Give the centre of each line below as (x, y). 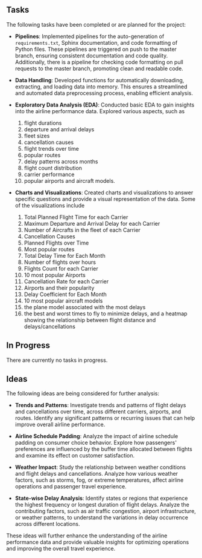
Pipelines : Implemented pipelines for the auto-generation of (90, 36)
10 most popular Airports (55, 275)
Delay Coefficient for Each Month (65, 294)
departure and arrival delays (59, 129)
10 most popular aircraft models (63, 300)
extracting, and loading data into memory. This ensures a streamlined (101, 87)
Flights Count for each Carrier (61, 268)
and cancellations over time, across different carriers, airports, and (98, 412)
